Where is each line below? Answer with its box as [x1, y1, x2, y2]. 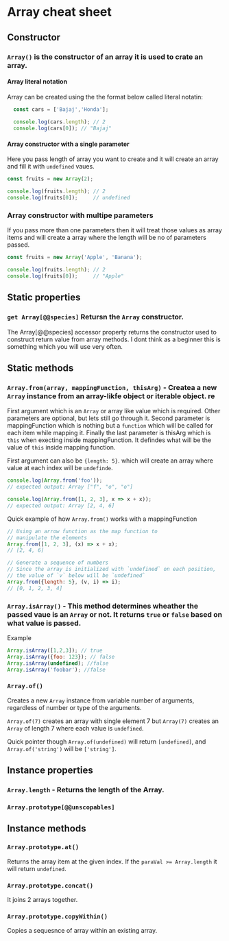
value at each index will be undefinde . [7, 464, 113, 472]
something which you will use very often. [7, 342, 123, 350]
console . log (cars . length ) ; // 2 [13, 119, 106, 125]
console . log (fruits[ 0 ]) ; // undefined [7, 195, 130, 201]
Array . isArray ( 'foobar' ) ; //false [7, 666, 106, 673]
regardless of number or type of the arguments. [7, 703, 142, 711]
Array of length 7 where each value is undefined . [7, 724, 144, 732]
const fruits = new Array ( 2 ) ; [7, 175, 94, 182]
